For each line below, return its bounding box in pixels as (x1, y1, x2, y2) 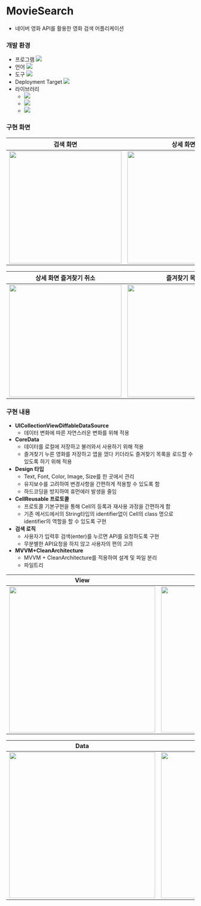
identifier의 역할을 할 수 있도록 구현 (23, 518, 106, 525)
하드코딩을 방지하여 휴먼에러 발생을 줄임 (23, 488, 117, 495)
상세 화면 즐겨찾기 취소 (35, 273, 96, 282)
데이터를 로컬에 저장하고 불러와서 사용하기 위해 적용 (23, 443, 144, 450)
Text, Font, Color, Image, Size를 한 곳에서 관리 (23, 473, 135, 480)
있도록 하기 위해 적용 (23, 458, 72, 465)
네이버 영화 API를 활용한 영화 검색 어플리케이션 (14, 25, 124, 32)
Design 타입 (14, 465, 44, 472)
